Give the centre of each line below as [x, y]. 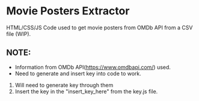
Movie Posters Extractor [68, 11]
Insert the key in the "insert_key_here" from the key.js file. [86, 91]
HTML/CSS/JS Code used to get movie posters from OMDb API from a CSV [99, 27]
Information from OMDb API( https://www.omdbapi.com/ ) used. [93, 67]
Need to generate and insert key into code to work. [78, 74]
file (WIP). [19, 33]
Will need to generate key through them [64, 85]
